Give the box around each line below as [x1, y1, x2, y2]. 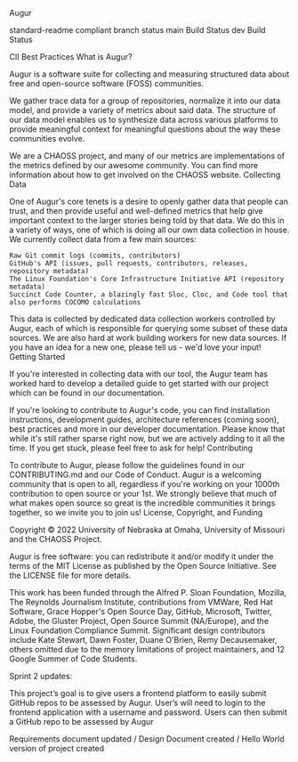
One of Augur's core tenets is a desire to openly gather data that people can [9, 196, 289, 207]
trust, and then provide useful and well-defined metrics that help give [9, 206, 264, 216]
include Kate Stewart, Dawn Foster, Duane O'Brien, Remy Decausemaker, [9, 635, 278, 644]
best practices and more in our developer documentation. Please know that [9, 424, 286, 434]
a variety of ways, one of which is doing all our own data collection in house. [9, 224, 290, 235]
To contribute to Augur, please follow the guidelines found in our [9, 460, 246, 470]
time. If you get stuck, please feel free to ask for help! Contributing [9, 442, 254, 453]
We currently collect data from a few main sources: [9, 234, 197, 244]
